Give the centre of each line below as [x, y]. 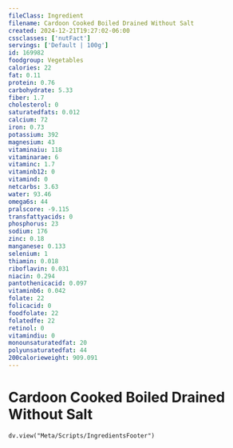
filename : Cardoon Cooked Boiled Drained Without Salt [101, 23]
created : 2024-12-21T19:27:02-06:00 [69, 30]
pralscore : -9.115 [39, 209]
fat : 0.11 [25, 75]
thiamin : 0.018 [34, 261]
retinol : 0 [26, 328]
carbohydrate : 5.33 [41, 90]
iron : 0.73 [26, 127]
